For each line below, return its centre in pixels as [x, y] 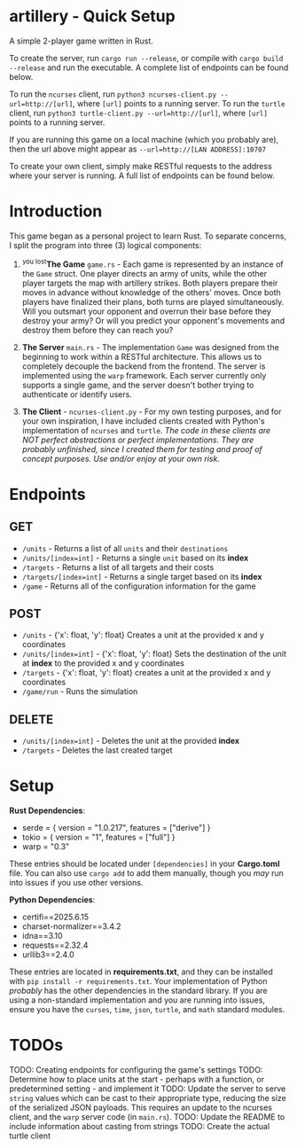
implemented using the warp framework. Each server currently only [144, 375]
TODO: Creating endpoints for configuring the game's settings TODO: [136, 1070]
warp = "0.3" [46, 847]
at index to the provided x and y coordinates [103, 663]
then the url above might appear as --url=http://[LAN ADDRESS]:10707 [138, 149]
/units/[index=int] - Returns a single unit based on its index [135, 558]
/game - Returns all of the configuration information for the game [139, 586]
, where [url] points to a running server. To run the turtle [179, 103]
